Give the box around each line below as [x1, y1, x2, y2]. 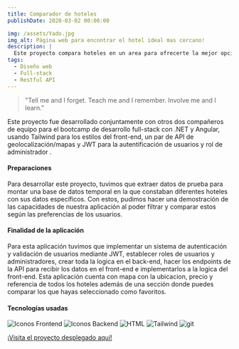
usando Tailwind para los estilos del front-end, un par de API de [7, 132, 194, 141]
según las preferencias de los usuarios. [7, 209, 123, 218]
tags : [7, 56, 23, 64]
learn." [24, 103, 45, 112]
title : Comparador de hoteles [7, 10, 97, 18]
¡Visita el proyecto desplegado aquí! [7, 333, 112, 342]
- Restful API [14, 76, 55, 83]
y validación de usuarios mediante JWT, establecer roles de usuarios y [7, 249, 215, 258]
